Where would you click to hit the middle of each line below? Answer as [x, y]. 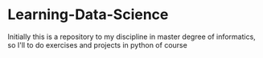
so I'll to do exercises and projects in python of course [98, 44]
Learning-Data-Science [88, 15]
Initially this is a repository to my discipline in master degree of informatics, [132, 37]
